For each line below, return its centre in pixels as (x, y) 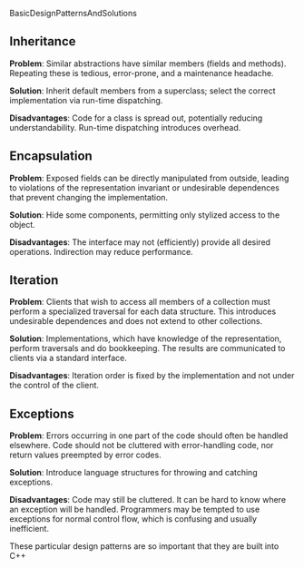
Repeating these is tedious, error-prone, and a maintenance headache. (142, 73)
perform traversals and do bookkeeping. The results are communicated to (147, 348)
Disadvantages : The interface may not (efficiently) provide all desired (140, 242)
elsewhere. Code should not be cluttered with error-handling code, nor (142, 446)
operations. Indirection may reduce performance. (101, 251)
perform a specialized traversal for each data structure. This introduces (143, 311)
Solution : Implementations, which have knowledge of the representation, (146, 338)
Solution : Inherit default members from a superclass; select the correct (142, 91)
